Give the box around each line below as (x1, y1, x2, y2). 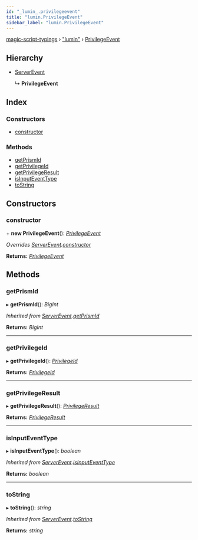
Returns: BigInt (6, 323, 43, 330)
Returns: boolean (6, 470, 49, 477)
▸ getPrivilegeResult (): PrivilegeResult (6, 402, 100, 410)
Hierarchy (6, 53, 44, 63)
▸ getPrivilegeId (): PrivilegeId (6, 357, 78, 364)
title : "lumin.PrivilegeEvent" (6, 14, 83, 20)
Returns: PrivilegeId (6, 368, 55, 375)
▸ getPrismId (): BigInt (6, 300, 59, 307)
